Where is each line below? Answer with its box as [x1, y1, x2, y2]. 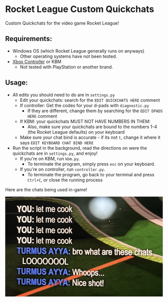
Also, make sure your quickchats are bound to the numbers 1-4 [27, 124, 157, 130]
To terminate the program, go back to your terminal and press [27, 171, 154, 177]
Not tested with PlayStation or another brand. [19, 64, 113, 70]
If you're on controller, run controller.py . [19, 166, 105, 172]
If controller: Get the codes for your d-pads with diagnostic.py [19, 102, 149, 108]
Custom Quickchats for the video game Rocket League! [5, 20, 119, 26]
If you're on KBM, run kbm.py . [19, 155, 80, 161]
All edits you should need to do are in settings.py [12, 92, 115, 98]
